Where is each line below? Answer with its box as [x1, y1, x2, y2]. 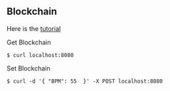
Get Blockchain [6, 38, 51, 47]
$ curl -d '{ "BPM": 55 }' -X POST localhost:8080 [6, 78, 163, 85]
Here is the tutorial [6, 24, 61, 32]
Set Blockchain [6, 63, 51, 73]
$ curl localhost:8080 [6, 51, 74, 59]
